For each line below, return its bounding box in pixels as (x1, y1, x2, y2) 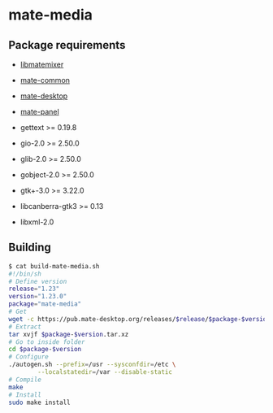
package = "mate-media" (8, 300, 82, 308)
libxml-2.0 (19, 217, 54, 227)
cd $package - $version (8, 346, 82, 354)
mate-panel (19, 107, 59, 116)
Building (8, 241, 51, 254)
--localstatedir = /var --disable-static (37, 368, 173, 376)
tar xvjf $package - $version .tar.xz (8, 330, 129, 338)
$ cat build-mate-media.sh (8, 262, 100, 270)
